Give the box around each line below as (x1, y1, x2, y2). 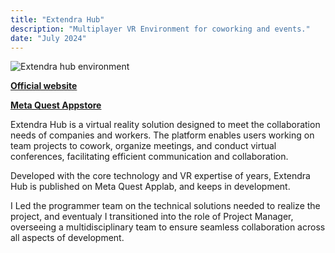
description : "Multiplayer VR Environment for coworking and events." (10, 24, 311, 34)
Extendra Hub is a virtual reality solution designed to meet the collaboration (10, 119, 321, 131)
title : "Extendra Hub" (10, 14, 105, 25)
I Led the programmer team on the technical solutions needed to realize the (10, 200, 321, 212)
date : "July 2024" (10, 33, 87, 43)
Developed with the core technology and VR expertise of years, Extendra (10, 170, 311, 182)
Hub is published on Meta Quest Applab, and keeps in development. (10, 181, 291, 193)
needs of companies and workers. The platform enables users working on (10, 129, 315, 141)
